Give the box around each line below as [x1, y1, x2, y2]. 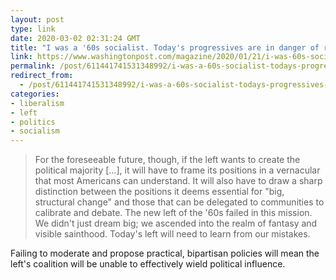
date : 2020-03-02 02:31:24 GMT [10, 33, 141, 43]
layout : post [10, 14, 65, 25]
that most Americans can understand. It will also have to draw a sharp [34, 175, 323, 187]
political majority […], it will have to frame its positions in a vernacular [34, 164, 321, 176]
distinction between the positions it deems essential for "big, [34, 186, 285, 198]
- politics [10, 117, 56, 127]
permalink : [10, 61, 56, 71]
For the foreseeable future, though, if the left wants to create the [34, 154, 301, 166]
